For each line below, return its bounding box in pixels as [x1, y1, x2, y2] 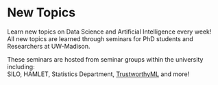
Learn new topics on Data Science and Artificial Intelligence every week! [7, 27, 212, 36]
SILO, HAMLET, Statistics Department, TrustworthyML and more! [7, 70, 190, 78]
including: [7, 62, 36, 71]
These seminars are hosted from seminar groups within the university [7, 55, 204, 63]
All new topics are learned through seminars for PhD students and [7, 34, 193, 42]
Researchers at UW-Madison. [7, 42, 90, 50]
